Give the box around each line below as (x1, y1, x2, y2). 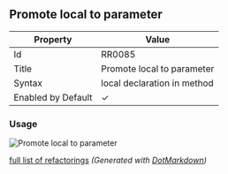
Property (34, 33, 72, 45)
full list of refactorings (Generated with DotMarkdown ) (9, 155, 208, 166)
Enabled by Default (13, 91, 93, 103)
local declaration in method (101, 77, 214, 89)
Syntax (13, 77, 42, 89)
